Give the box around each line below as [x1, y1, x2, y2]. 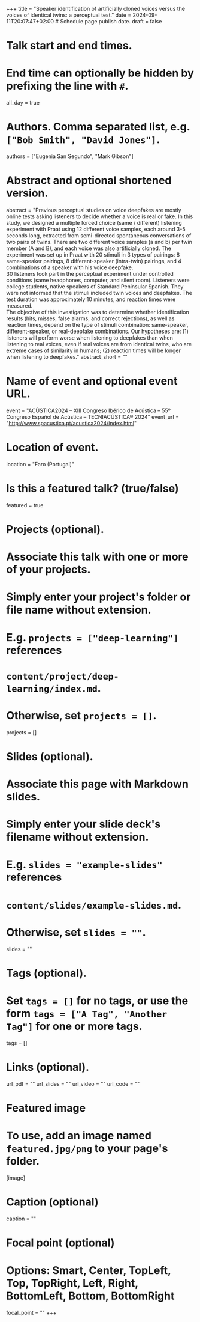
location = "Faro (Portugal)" [6, 460, 75, 468]
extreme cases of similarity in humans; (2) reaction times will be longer [6, 347, 181, 354]
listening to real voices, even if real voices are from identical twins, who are [6, 341, 192, 347]
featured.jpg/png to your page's [6, 1142, 168, 1155]
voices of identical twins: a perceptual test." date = [6, 11, 132, 19]
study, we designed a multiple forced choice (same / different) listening [6, 219, 183, 226]
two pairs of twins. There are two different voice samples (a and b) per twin [6, 239, 193, 245]
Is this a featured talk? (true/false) [6, 482, 179, 495]
